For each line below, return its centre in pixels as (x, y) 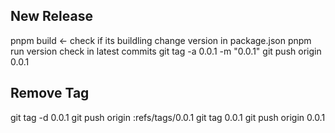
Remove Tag (50, 93)
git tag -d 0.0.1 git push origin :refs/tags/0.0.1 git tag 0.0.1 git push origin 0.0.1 (168, 117)
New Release (51, 16)
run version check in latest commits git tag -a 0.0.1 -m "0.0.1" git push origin (166, 51)
